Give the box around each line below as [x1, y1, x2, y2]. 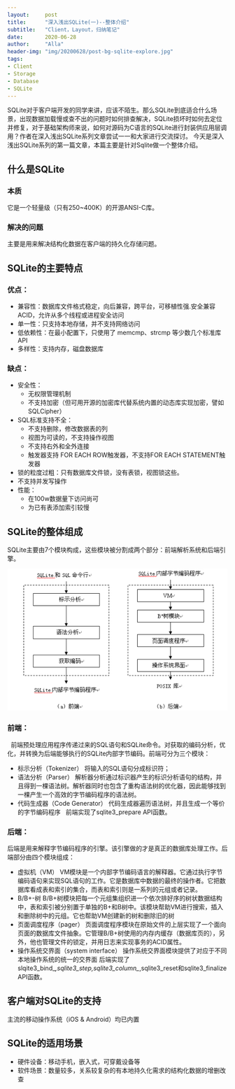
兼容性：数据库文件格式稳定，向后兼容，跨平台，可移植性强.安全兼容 [17, 302, 215, 311]
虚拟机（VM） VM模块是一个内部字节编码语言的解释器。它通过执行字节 [17, 867, 223, 876]
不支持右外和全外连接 [27, 442, 90, 450]
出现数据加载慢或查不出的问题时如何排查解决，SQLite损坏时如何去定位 [19, 115, 222, 123]
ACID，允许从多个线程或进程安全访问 [17, 311, 124, 320]
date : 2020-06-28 [7, 34, 77, 41]
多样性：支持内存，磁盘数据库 [17, 345, 104, 353]
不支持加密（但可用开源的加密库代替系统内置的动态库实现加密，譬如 [27, 399, 225, 407]
